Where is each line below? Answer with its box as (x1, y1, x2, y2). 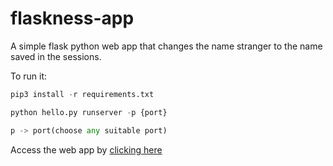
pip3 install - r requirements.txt (10, 89, 155, 99)
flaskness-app (10, 7, 135, 30)
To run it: (10, 70, 48, 82)
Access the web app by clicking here (10, 143, 163, 156)
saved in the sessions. (10, 50, 102, 62)
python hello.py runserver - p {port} (10, 107, 168, 117)
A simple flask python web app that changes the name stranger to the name (10, 40, 323, 52)
